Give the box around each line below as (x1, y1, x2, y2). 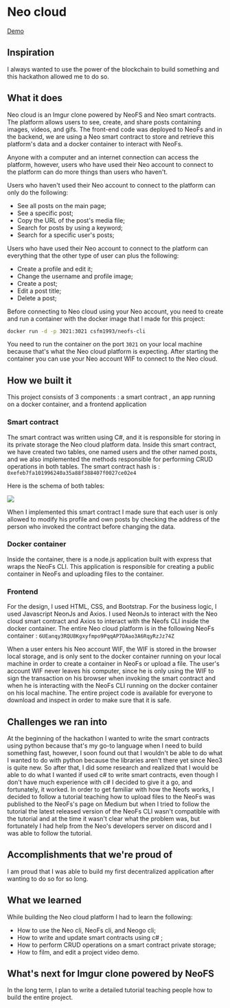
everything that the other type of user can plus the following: (7, 251, 179, 260)
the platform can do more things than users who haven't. (7, 168, 168, 176)
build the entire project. (7, 994, 73, 1002)
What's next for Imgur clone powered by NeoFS (7, 967, 215, 979)
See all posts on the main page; (16, 201, 106, 210)
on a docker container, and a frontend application (7, 400, 147, 409)
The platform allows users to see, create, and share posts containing (7, 117, 201, 126)
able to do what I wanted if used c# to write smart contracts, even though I (7, 770, 218, 779)
